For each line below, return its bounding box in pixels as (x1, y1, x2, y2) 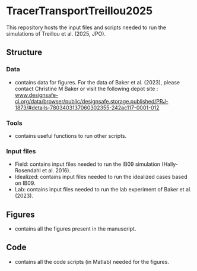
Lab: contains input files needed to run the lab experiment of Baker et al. (14, 186, 192, 193)
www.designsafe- (14, 91, 59, 99)
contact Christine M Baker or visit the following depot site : (14, 85, 158, 92)
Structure (6, 48, 43, 58)
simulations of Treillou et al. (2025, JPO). (6, 30, 106, 37)
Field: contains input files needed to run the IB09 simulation (14, 160, 161, 168)
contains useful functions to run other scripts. (14, 132, 127, 139)
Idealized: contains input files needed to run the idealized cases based (14, 174, 188, 181)
